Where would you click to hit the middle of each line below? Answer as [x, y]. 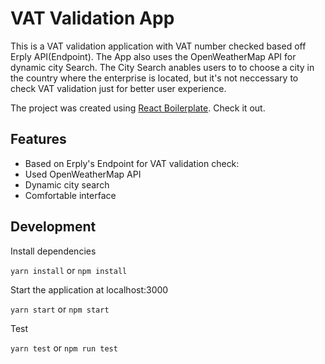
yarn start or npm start [60, 309]
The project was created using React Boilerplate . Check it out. [138, 108]
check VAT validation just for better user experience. [118, 88]
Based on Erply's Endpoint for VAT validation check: [132, 163]
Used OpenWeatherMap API [83, 174]
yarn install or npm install [69, 270]
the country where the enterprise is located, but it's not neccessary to [154, 78]
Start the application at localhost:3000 [89, 289]
